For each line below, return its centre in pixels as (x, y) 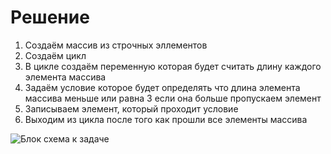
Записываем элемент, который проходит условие (131, 108)
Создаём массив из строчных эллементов (116, 45)
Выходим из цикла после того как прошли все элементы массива (166, 119)
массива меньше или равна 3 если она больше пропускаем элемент (173, 98)
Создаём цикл (55, 55)
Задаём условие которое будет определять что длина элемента (162, 87)
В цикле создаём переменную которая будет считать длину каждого (173, 66)
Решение (50, 17)
